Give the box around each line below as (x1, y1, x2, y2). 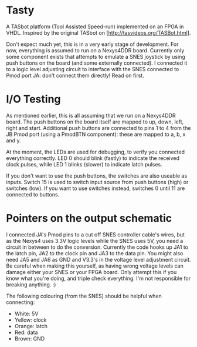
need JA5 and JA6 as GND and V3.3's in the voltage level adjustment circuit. (6, 256, 191, 263)
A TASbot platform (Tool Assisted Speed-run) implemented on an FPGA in (6, 23, 184, 30)
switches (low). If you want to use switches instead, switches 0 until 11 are (6, 185, 185, 192)
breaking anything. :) (6, 281, 56, 288)
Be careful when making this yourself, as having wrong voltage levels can (6, 262, 184, 269)
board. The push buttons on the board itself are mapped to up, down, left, (6, 118, 184, 125)
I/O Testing (6, 92, 61, 106)
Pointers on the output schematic (6, 212, 172, 225)
